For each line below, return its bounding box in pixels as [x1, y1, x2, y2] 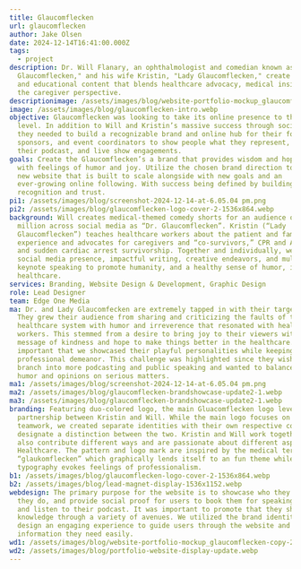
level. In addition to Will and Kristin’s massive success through [17, 122, 275, 131]
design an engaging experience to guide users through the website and [17, 522, 291, 530]
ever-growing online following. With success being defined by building [17, 180, 295, 189]
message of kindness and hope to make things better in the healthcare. [17, 338, 295, 347]
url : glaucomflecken [9, 22, 87, 30]
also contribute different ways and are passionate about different [17, 438, 279, 447]
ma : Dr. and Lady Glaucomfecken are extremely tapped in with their [9, 305, 271, 314]
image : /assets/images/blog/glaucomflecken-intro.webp [9, 105, 219, 114]
